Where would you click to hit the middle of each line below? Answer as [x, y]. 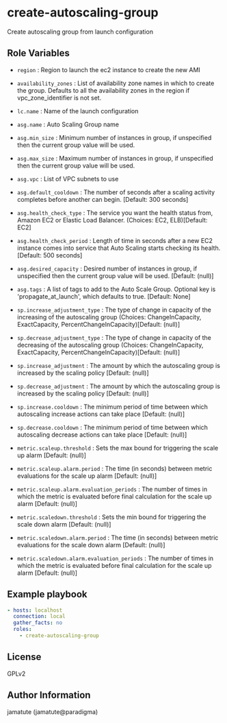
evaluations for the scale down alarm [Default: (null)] [91, 544]
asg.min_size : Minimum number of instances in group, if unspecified [114, 137]
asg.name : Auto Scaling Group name [68, 124]
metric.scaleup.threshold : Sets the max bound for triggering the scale [118, 448]
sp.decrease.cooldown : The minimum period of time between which [112, 427]
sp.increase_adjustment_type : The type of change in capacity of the [114, 310]
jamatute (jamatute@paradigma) [53, 711]
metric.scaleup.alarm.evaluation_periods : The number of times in [112, 489]
